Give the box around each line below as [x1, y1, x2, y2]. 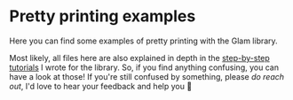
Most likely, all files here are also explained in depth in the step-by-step [9, 52, 271, 63]
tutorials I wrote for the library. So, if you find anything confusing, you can [9, 62, 280, 73]
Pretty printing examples [9, 6, 196, 27]
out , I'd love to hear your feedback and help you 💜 [9, 81, 193, 91]
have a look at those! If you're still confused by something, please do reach [9, 71, 285, 81]
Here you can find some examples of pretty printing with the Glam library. [9, 35, 278, 46]
